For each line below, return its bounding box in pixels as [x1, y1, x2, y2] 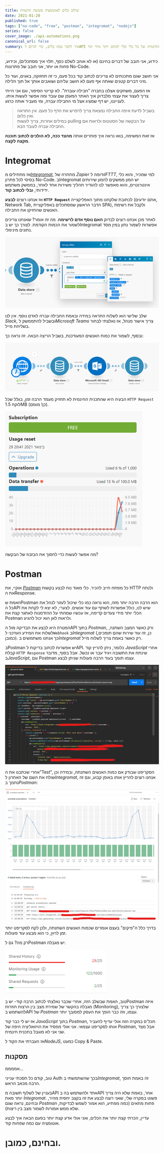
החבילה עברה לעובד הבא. [17, 123, 65, 129]
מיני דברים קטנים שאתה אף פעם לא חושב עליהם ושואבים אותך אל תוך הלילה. [5, 78, 147, 84]
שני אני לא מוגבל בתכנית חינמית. [5, 1029, 65, 1035]
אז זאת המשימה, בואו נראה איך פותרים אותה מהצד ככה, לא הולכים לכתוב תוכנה [5, 132, 155, 138]
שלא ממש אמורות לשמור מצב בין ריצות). [5, 1105, 80, 1111]
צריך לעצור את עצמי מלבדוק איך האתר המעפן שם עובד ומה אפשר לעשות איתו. [5, 93, 149, 99]
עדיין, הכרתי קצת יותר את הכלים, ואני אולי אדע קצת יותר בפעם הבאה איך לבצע [5, 1115, 149, 1121]
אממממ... [5, 1065, 23, 1072]
